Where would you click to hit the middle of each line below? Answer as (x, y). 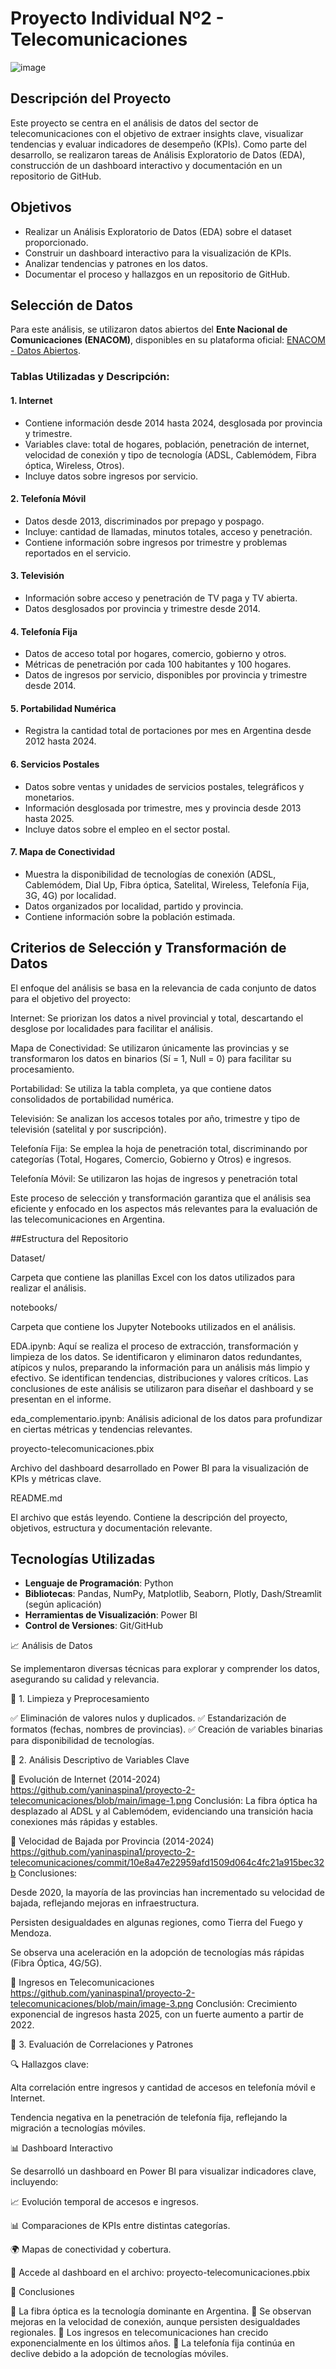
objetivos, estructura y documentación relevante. (111, 1528)
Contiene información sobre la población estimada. (130, 916)
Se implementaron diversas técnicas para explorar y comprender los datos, (165, 1669)
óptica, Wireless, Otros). (74, 465)
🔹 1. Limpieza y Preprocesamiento (80, 1699)
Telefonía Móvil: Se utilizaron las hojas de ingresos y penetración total (154, 1178)
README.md (36, 1498)
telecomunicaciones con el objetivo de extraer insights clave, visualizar (157, 133)
